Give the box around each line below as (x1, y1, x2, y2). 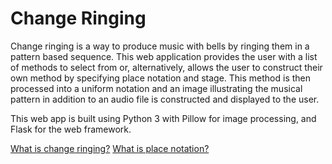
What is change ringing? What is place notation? (10, 142, 210, 154)
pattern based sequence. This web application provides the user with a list (10, 50, 318, 62)
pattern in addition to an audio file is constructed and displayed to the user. (10, 93, 320, 105)
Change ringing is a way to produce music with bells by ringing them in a (10, 40, 310, 52)
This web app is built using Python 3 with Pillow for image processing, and (10, 112, 317, 124)
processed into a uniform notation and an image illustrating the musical (10, 82, 303, 94)
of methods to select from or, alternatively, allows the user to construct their (10, 61, 323, 73)
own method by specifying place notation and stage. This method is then (10, 72, 312, 84)
